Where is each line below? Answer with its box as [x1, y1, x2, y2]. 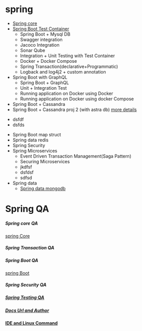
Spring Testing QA [5, 295, 44, 301]
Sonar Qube [20, 47, 45, 53]
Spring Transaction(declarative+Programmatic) [20, 63, 118, 69]
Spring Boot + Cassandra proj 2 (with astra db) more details [12, 106, 137, 113]
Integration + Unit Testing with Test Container [20, 52, 115, 59]
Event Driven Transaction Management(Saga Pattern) [20, 153, 131, 159]
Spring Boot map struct [12, 131, 62, 137]
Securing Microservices [20, 158, 70, 164]
